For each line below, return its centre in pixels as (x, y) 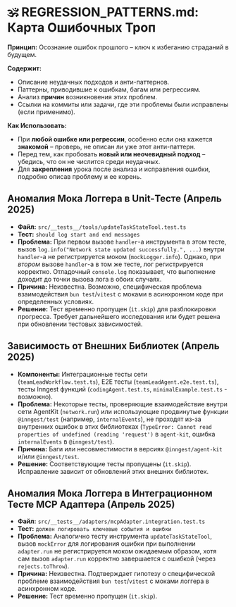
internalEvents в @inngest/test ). (66, 442)
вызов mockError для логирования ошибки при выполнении (106, 544)
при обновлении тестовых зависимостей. (80, 324)
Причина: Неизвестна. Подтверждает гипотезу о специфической (116, 574)
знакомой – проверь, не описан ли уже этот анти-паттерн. (106, 146)
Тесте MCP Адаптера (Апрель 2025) (91, 504)
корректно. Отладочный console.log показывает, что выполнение (117, 271)
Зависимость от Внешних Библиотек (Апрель (113, 346)
